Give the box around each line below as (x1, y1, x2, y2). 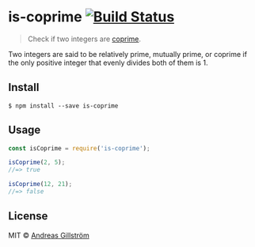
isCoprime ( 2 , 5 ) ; (8, 158, 66, 166)
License (8, 210, 48, 223)
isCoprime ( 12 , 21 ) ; (8, 180, 73, 188)
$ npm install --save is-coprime (8, 101, 119, 110)
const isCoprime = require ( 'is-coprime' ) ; (8, 144, 150, 152)
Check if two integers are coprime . (27, 34, 141, 44)
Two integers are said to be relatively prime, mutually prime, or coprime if (8, 49, 248, 59)
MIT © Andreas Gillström (8, 230, 89, 240)
